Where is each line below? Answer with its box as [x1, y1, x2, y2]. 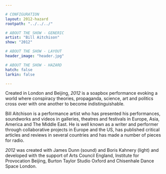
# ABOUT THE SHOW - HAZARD [5, 63, 62, 68]
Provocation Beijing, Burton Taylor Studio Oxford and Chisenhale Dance [5, 158, 154, 164]
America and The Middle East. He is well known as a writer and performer [5, 122, 159, 128]
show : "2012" [5, 40, 33, 45]
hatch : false [5, 67, 33, 72]
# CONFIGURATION [5, 12, 39, 17]
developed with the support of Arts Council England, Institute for [5, 152, 139, 159]
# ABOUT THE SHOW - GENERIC [5, 30, 65, 35]
